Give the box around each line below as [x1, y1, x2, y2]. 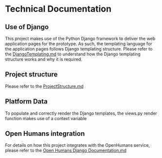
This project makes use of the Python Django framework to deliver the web [5, 35, 156, 41]
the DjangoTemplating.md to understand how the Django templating [5, 51, 141, 57]
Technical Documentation [5, 3, 112, 15]
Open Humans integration [5, 130, 85, 138]
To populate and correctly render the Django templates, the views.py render [5, 110, 157, 116]
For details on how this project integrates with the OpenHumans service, [5, 142, 150, 148]
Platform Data [5, 97, 48, 105]
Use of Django [5, 23, 49, 31]
